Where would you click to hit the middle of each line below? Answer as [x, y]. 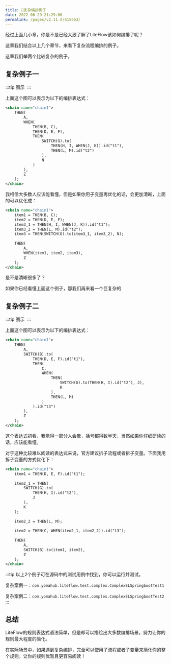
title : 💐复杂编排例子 [26, 10]
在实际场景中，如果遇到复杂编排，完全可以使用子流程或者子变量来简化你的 [83, 650]
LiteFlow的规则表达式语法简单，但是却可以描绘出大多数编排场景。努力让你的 [85, 633]
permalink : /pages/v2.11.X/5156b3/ [43, 19]
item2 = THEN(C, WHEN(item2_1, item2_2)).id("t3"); [70, 531]
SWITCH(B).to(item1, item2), [54, 550]
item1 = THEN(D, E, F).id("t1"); [50, 474]
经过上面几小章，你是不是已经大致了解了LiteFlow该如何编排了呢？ [74, 35]
